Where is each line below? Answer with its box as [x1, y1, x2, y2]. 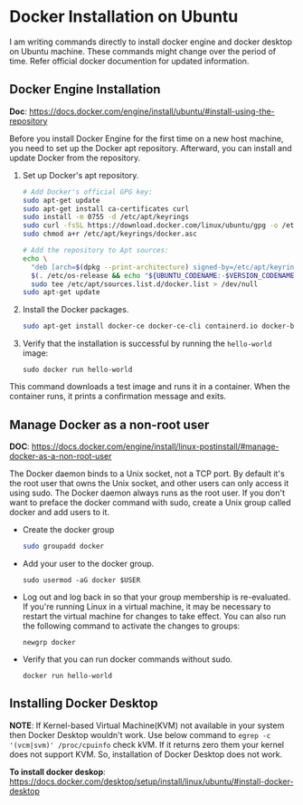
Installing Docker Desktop [9, 695, 158, 712]
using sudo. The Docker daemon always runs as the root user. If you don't [9, 487, 286, 498]
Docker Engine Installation [9, 81, 161, 97]
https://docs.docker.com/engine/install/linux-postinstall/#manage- [31, 441, 279, 452]
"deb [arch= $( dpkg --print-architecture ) [31, 263, 190, 272]
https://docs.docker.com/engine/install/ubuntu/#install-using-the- [28, 106, 276, 117]
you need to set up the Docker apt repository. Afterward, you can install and [9, 142, 292, 153]
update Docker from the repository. [9, 152, 141, 163]
